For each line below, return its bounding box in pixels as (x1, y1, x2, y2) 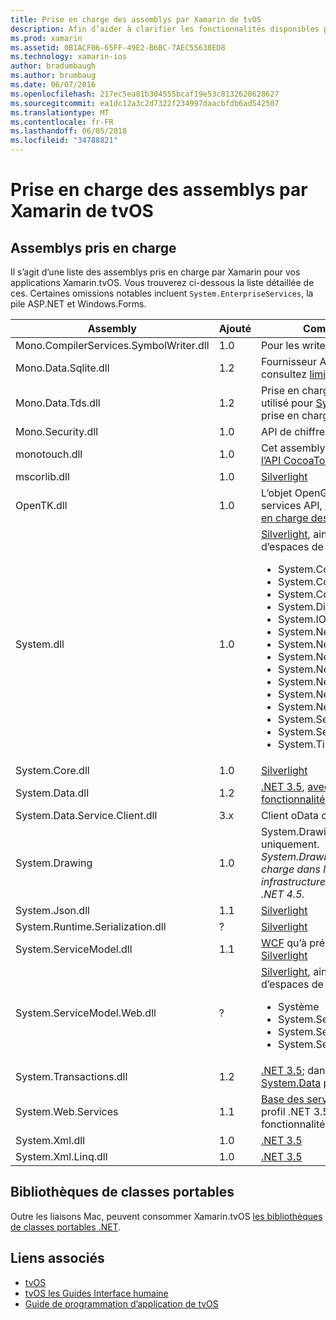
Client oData (260, 809, 320, 822)
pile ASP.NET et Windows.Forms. (10, 298, 147, 310)
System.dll (15, 637, 65, 651)
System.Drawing (15, 856, 93, 870)
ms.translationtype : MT (10, 107, 110, 118)
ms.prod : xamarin (10, 33, 83, 43)
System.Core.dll (15, 764, 90, 777)
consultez (260, 367, 308, 381)
